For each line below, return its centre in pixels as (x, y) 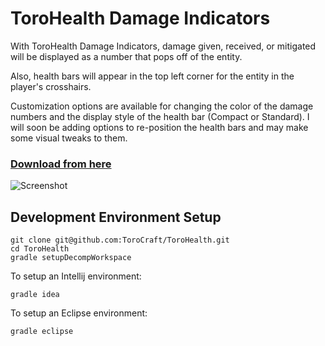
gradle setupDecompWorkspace (71, 258)
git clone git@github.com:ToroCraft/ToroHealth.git (120, 240)
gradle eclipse (42, 332)
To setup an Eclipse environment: (79, 313)
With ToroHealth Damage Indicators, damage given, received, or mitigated (163, 46)
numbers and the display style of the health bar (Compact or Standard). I (160, 116)
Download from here (61, 164)
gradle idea (35, 295)
